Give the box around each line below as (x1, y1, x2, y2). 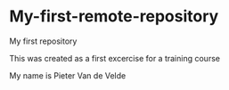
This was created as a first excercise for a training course (9, 53, 221, 63)
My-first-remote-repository (9, 6, 219, 27)
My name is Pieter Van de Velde (9, 70, 127, 81)
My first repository (9, 36, 78, 46)
